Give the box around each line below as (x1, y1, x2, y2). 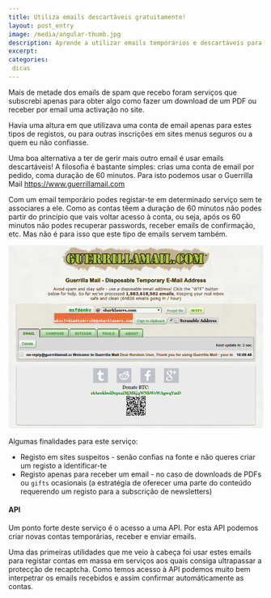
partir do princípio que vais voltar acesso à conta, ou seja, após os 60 (8, 211, 241, 222)
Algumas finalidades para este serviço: (8, 436, 138, 446)
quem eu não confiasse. (8, 138, 89, 147)
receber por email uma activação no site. (8, 104, 145, 114)
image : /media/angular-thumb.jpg (8, 30, 121, 38)
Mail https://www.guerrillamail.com (8, 179, 125, 189)
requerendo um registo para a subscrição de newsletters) (19, 486, 213, 496)
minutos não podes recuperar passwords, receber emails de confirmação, (8, 220, 256, 230)
